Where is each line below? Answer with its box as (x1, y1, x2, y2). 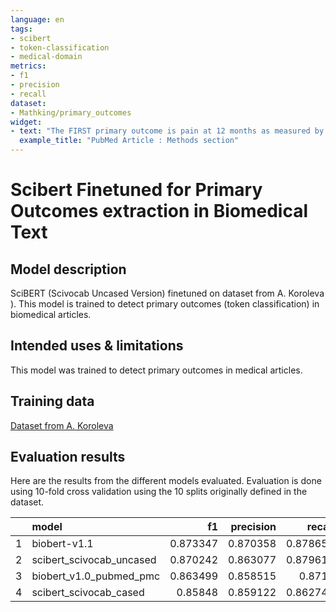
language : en (10, 14, 65, 25)
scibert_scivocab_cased (31, 586, 145, 600)
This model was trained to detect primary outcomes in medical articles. (10, 364, 303, 376)
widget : (10, 117, 43, 127)
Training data (10, 393, 95, 410)
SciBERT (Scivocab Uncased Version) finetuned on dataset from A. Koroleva (10, 287, 325, 299)
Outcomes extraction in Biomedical (10, 200, 309, 223)
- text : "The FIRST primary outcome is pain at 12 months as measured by (10, 126, 325, 136)
